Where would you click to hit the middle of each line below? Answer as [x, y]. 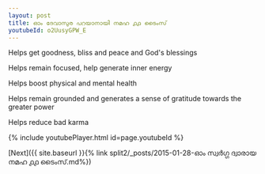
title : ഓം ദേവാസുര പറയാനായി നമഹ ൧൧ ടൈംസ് [88, 23]
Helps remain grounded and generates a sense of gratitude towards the [125, 99]
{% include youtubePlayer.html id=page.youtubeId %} [96, 138]
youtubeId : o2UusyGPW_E [47, 30]
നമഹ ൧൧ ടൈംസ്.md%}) [50, 162]
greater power [31, 107]
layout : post [30, 15]
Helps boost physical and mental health [72, 83]
